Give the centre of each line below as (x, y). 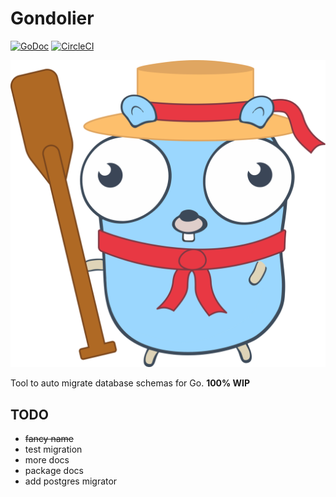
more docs (47, 459)
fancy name (49, 438)
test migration (53, 449)
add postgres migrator (71, 481)
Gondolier (52, 18)
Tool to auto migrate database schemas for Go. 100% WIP (130, 383)
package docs (54, 470)
